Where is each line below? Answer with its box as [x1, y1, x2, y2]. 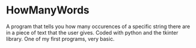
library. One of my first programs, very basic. [6, 35, 115, 42]
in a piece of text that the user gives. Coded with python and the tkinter [6, 29, 178, 36]
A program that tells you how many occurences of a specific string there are [6, 23, 191, 30]
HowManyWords [6, 4, 90, 17]
